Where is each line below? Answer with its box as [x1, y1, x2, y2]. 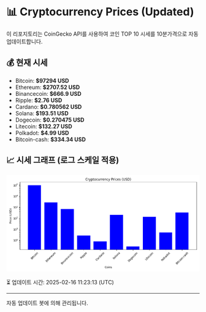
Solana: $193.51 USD [15, 109, 69, 117]
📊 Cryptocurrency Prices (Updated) [6, 5, 194, 19]
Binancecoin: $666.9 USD [15, 90, 82, 97]
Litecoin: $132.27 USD [15, 122, 72, 130]
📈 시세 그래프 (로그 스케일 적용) [6, 155, 120, 166]
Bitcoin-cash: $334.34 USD [15, 136, 86, 143]
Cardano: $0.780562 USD [15, 103, 82, 111]
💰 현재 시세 [6, 58, 48, 68]
